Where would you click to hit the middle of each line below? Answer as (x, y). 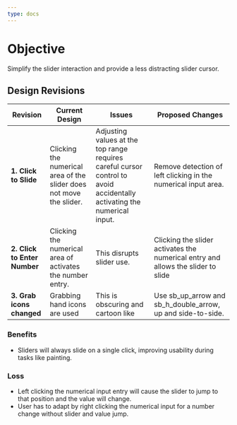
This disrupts (117, 253)
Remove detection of (189, 167)
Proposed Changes (190, 115)
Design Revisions (46, 90)
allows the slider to (185, 267)
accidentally (116, 193)
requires (109, 158)
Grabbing (65, 296)
